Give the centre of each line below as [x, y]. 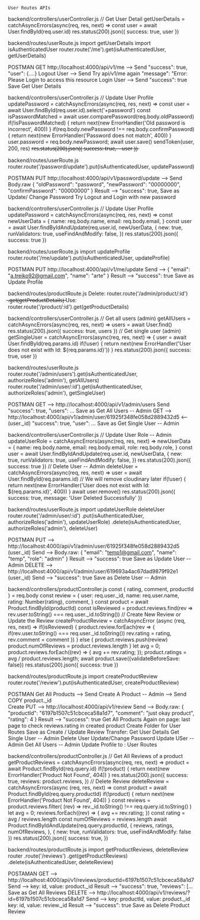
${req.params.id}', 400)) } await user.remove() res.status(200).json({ [92, 491]
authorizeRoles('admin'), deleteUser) [53, 528]
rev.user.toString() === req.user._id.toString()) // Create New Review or [94, 614]
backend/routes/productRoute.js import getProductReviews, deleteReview [98, 849]
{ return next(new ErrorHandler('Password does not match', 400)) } [90, 135]
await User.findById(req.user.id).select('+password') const [79, 110]
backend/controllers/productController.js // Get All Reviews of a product [96, 756]
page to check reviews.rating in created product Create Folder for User [94, 726]
